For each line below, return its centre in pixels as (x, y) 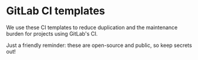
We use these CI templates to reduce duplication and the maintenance (92, 27)
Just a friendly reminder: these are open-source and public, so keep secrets (99, 45)
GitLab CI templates (56, 11)
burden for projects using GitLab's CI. (52, 33)
